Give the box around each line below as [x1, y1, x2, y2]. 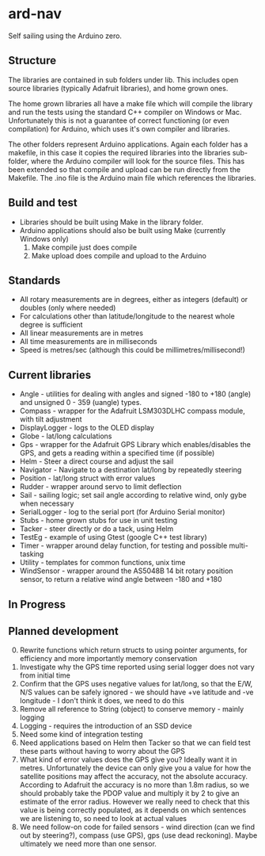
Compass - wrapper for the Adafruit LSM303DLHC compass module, [19, 406, 245, 416]
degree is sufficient [19, 320, 83, 330]
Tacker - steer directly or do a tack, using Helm [19, 524, 174, 533]
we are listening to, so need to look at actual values [19, 814, 187, 824]
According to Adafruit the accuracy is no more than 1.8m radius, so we [19, 780, 250, 789]
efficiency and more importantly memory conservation [19, 654, 198, 663]
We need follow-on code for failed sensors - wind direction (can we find [19, 822, 256, 832]
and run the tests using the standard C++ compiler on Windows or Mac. [8, 107, 242, 117]
